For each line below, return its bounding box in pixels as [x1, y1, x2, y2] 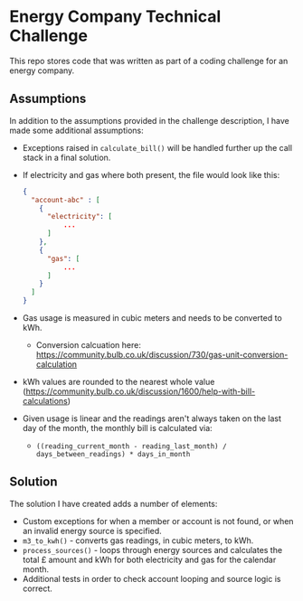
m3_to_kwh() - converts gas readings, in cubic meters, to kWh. [22, 535, 254, 546]
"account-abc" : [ [31, 195, 100, 204]
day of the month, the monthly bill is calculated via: [22, 423, 213, 433]
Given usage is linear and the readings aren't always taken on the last [22, 413, 282, 424]
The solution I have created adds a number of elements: [9, 498, 218, 509]
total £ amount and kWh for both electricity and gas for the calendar [22, 554, 277, 565]
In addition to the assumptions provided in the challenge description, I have [9, 115, 289, 126]
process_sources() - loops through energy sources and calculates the [22, 544, 283, 555]
